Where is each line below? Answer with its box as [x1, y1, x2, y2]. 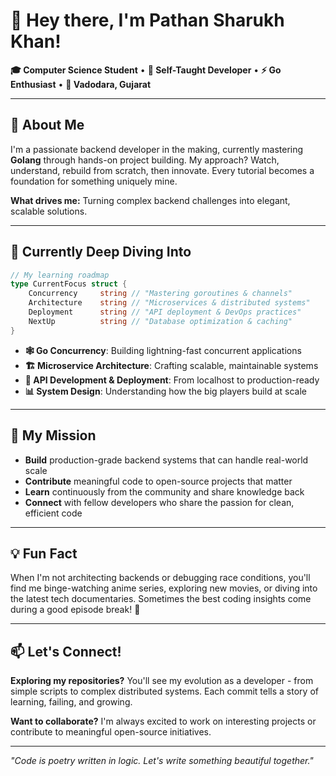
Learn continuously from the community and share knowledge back [24, 485, 305, 498]
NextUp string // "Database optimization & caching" [28, 316, 293, 326]
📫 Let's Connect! [10, 643, 122, 660]
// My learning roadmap [10, 270, 110, 280]
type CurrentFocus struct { [10, 279, 128, 289]
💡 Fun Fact [10, 545, 78, 562]
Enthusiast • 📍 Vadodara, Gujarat [10, 78, 152, 90]
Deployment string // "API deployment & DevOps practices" [28, 307, 302, 318]
